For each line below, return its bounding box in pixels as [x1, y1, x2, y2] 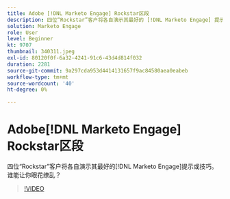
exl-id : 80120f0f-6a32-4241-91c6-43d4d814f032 [7, 55, 142, 62]
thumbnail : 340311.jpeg [7, 49, 75, 55]
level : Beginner [7, 36, 53, 42]
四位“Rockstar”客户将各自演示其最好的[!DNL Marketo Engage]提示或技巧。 [7, 162, 218, 171]
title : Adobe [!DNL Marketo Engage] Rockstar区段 [7, 10, 149, 17]
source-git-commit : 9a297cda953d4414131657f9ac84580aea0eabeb [7, 67, 188, 74]
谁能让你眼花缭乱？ [7, 171, 62, 179]
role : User [7, 29, 38, 36]
